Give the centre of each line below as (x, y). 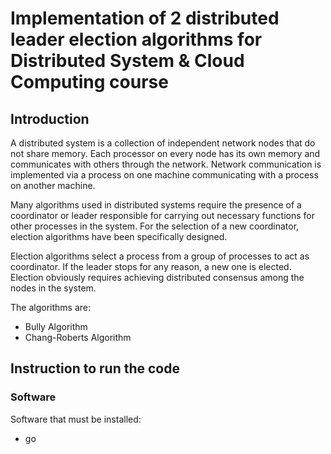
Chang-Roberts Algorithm (78, 337)
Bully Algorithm (56, 326)
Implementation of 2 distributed (145, 18)
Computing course (89, 82)
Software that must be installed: (76, 419)
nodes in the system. (53, 288)
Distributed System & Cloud (127, 61)
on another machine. (53, 185)
